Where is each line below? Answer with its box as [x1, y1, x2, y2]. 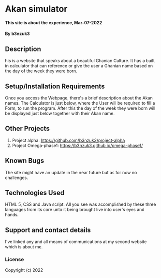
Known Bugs [5, 157, 44, 165]
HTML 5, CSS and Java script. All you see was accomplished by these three [5, 201, 156, 207]
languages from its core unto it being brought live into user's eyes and [5, 207, 145, 213]
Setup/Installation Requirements [5, 82, 105, 90]
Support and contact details [5, 226, 91, 234]
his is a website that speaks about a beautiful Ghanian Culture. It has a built [5, 58, 155, 64]
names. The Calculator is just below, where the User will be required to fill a [5, 100, 155, 106]
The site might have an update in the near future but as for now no [5, 169, 137, 175]
